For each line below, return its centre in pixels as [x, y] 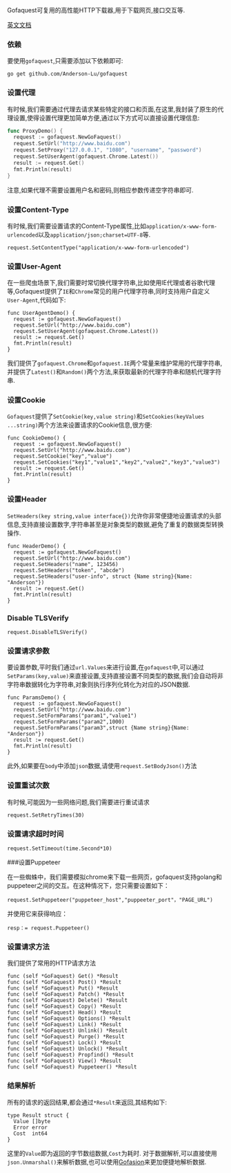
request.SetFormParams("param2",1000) [69, 722]
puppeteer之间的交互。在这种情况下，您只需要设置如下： [89, 885]
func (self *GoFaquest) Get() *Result [63, 976]
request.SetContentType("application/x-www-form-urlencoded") [98, 248]
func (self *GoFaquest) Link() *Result [64, 1025]
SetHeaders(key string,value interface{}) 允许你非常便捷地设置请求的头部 [114, 516]
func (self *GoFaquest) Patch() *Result [66, 994]
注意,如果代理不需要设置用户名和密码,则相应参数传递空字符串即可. [101, 190]
